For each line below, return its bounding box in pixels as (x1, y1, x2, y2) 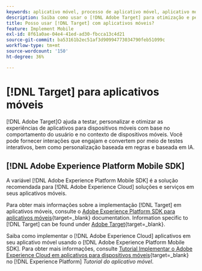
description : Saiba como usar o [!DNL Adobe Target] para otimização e (6, 14, 189, 21)
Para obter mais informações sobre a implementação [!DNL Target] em (6, 202, 182, 209)
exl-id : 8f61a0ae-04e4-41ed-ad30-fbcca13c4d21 (6, 31, 125, 37)
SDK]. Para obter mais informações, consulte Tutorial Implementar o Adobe (6, 245, 193, 252)
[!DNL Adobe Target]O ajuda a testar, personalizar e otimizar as (6, 118, 164, 125)
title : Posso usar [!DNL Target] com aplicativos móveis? (6, 20, 155, 26)
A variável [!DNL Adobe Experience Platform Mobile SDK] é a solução (6, 177, 179, 184)
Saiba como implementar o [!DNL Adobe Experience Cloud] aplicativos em (6, 232, 191, 240)
